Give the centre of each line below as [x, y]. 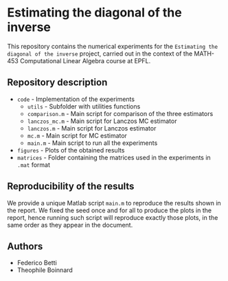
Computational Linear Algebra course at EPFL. [85, 60]
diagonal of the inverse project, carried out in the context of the [100, 54]
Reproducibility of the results [71, 187]
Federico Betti [37, 263]
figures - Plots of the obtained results [71, 150]
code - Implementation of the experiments [76, 99]
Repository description [57, 83]
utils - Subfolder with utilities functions [84, 106]
